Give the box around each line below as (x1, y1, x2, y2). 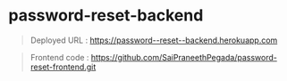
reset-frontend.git (30, 61, 97, 72)
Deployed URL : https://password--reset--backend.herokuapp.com (30, 35, 278, 45)
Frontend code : (30, 52, 89, 62)
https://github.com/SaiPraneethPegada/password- (90, 52, 278, 62)
